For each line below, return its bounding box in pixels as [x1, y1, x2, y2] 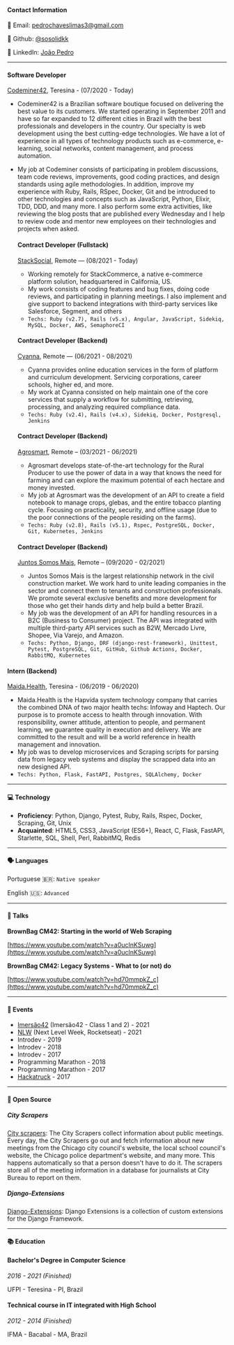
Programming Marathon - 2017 [17, 1066, 106, 1074]
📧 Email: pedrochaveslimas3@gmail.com [7, 21, 124, 29]
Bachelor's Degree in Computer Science [7, 1256, 126, 1264]
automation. [17, 152, 52, 160]
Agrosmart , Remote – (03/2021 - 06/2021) [17, 448, 138, 456]
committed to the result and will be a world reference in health [17, 733, 196, 741]
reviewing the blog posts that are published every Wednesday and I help [17, 210, 225, 218]
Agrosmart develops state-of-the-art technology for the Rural [27, 461, 204, 470]
